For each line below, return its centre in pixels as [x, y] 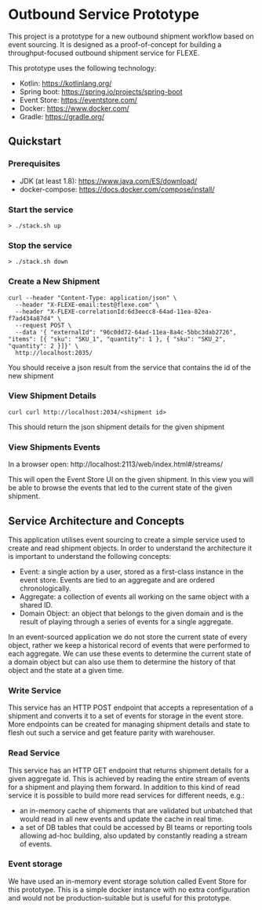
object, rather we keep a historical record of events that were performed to [129, 645]
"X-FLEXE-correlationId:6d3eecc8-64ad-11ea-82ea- [129, 312]
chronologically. [45, 588]
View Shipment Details [52, 396]
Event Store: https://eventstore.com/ [78, 100]
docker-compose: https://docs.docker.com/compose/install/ [117, 189]
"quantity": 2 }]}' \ [44, 346]
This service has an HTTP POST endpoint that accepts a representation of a [131, 707]
